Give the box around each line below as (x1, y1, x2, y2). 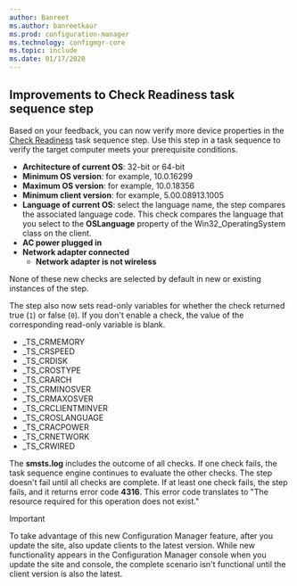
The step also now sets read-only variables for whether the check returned (9, 300, 285, 310)
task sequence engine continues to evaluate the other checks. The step (9, 467, 273, 478)
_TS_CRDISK (21, 355, 69, 366)
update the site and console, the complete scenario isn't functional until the (9, 558, 287, 569)
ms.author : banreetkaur (9, 21, 98, 30)
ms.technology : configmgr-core (9, 37, 126, 47)
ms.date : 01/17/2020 (9, 54, 87, 63)
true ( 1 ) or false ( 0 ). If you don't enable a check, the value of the (9, 310, 244, 320)
